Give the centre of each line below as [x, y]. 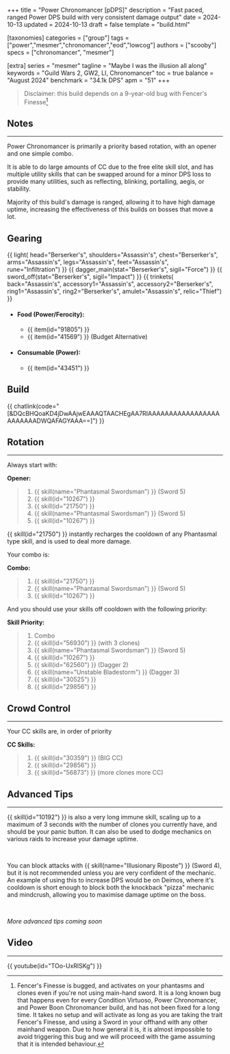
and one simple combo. [40, 154]
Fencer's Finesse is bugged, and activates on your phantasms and [111, 985]
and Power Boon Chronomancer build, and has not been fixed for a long [118, 1007]
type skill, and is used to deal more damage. [69, 541]
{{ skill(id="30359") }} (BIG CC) [78, 758]
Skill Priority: [26, 622]
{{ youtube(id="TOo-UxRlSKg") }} [55, 965]
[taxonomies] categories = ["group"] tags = [68, 38]
